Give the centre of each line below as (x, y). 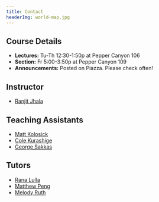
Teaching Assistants (45, 120)
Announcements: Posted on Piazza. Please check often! (84, 68)
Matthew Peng (32, 186)
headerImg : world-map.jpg (38, 17)
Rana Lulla (27, 179)
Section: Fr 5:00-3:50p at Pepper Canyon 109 (71, 62)
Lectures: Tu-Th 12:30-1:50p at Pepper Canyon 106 (77, 56)
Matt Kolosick (31, 134)
